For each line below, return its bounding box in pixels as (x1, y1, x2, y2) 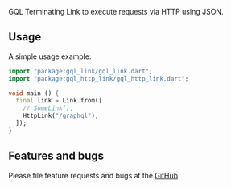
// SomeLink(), (23, 104, 74, 112)
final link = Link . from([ (15, 97, 103, 105)
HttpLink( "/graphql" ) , (23, 112, 99, 120)
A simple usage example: (8, 52, 92, 61)
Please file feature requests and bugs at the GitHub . (8, 170, 180, 180)
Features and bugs (8, 149, 105, 163)
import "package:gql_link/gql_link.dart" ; (8, 67, 153, 75)
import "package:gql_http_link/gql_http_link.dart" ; (8, 74, 189, 83)
